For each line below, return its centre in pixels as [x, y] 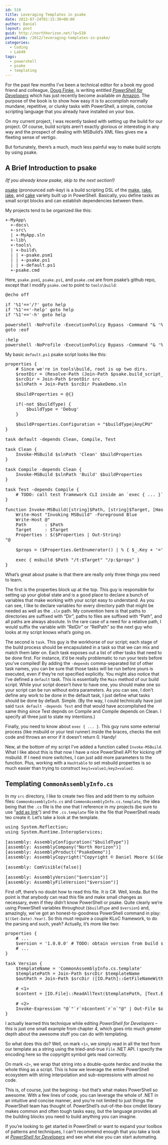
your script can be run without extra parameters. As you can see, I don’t [79, 690]
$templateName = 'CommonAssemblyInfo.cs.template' [79, 968]
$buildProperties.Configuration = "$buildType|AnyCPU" [84, 424]
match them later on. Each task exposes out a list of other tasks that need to [83, 652]
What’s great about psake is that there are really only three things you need [82, 574]
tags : [11, 56]
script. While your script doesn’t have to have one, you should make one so [83, 684]
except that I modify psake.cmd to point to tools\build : [61, 285]
